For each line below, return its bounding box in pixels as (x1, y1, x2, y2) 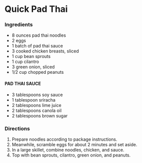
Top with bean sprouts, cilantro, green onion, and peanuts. (11, 152, 131, 158)
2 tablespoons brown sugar (11, 112, 68, 118)
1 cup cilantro (11, 58, 39, 65)
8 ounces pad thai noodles (11, 32, 66, 38)
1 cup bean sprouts (11, 54, 51, 59)
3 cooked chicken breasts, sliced (11, 48, 79, 54)
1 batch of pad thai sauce (11, 43, 63, 49)
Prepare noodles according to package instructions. (11, 136, 118, 142)
